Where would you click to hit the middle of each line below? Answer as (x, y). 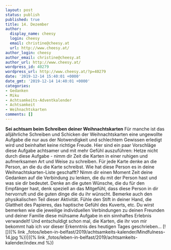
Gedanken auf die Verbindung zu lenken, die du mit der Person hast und (81, 178)
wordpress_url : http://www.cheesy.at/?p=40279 (56, 72)
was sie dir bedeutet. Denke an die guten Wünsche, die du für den (75, 183)
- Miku (12, 95)
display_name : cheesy (33, 34)
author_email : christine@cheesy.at (43, 57)
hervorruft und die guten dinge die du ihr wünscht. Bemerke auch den (79, 194)
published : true (22, 19)
